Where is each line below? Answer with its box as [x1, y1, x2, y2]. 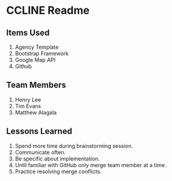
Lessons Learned [6, 126, 72, 137]
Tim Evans [14, 102, 41, 109]
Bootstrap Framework [14, 50, 69, 57]
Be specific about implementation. [14, 155, 100, 162]
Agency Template [14, 43, 59, 51]
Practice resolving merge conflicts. [14, 168, 102, 175]
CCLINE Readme [6, 4, 90, 17]
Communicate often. [14, 149, 66, 156]
